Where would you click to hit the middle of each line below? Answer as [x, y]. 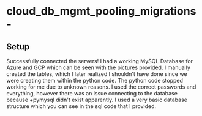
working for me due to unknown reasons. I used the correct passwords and [101, 87]
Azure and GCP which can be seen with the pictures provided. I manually [99, 67]
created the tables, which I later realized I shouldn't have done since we [97, 74]
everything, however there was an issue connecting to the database [92, 93]
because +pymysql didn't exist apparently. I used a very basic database [97, 100]
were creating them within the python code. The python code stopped [95, 80]
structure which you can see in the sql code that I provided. [81, 106]
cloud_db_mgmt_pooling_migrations [101, 11]
